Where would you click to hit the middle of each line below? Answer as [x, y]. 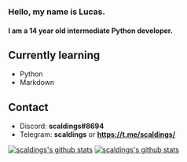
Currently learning [54, 55]
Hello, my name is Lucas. [57, 12]
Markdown [37, 83]
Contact [28, 107]
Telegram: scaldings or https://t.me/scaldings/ [97, 134]
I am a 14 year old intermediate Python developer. [90, 31]
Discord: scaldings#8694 [62, 126]
